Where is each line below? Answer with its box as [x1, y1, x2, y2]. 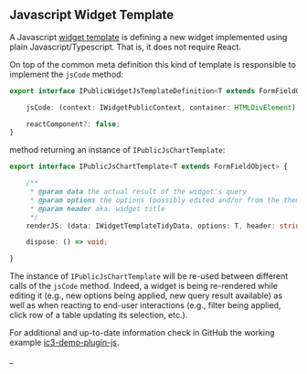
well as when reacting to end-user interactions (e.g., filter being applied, [9, 300, 281, 311]
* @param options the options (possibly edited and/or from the [29, 196, 281, 205]
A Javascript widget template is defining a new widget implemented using [9, 31, 288, 42]
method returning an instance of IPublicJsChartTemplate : [9, 144, 226, 155]
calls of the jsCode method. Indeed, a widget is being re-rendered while [9, 281, 279, 292]
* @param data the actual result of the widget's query [29, 187, 248, 197]
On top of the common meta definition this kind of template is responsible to [9, 59, 297, 69]
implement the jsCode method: [9, 69, 124, 80]
